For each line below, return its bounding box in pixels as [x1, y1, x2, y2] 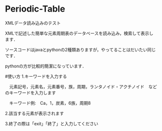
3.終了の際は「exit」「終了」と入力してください [5, 120, 98, 127]
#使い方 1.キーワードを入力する [5, 73, 67, 79]
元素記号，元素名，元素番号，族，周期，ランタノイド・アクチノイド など [9, 83, 157, 89]
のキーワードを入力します [5, 90, 56, 96]
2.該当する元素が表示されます [5, 110, 64, 116]
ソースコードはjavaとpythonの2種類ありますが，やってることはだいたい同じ [5, 47, 156, 52]
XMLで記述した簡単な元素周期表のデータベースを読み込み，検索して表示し [5, 30, 154, 36]
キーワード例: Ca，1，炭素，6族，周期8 [9, 100, 91, 106]
